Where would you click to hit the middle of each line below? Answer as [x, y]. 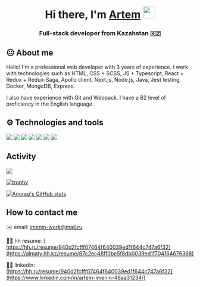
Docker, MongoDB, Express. [41, 86]
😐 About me [30, 53]
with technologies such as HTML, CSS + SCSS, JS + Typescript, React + [95, 73]
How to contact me [42, 212]
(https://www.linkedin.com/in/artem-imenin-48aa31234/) [76, 278]
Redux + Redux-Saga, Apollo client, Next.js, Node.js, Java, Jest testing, [94, 79]
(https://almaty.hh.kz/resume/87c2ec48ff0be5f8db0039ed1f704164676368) [100, 254]
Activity [21, 157]
